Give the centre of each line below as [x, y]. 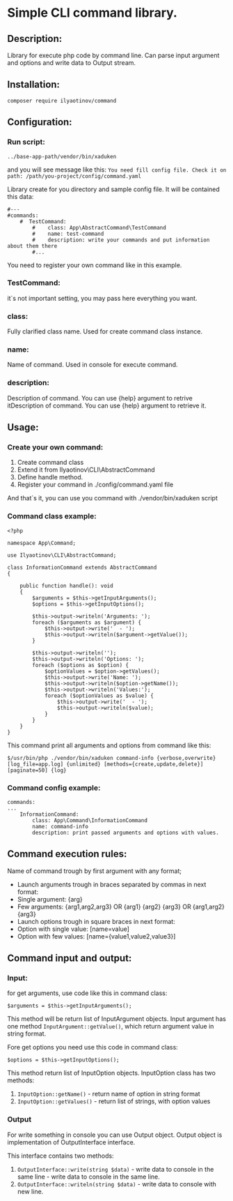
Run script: [26, 142]
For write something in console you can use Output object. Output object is [115, 1135]
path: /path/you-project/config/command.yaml [74, 176]
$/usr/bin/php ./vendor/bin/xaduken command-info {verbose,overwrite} [112, 758]
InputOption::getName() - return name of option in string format [109, 1094]
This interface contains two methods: [61, 1156]
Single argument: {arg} [50, 899]
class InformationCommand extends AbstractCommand [82, 567]
